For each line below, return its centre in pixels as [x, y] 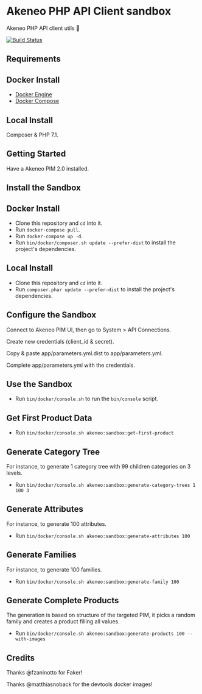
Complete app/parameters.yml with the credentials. [71, 365]
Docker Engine [34, 94]
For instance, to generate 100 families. [54, 569]
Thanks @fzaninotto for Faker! [44, 673]
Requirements [33, 59]
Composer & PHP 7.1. [33, 135]
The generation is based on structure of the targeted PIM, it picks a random [101, 615]
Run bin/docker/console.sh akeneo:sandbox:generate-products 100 [100, 633]
